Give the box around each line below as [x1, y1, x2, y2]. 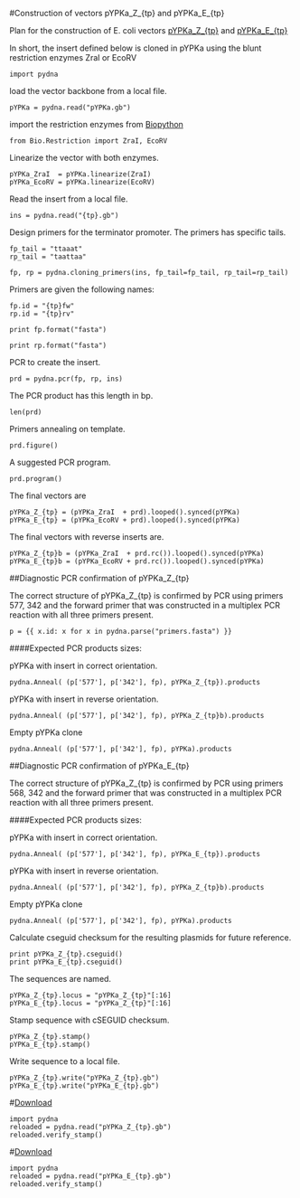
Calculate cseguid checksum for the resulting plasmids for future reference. [9, 932, 292, 943]
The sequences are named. [9, 974, 111, 984]
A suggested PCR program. [9, 457, 111, 467]
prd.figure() [9, 441, 59, 450]
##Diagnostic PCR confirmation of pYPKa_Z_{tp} [9, 573, 190, 583]
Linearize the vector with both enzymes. [9, 153, 160, 163]
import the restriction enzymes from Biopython [9, 119, 183, 129]
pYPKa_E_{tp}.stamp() [9, 1040, 91, 1049]
